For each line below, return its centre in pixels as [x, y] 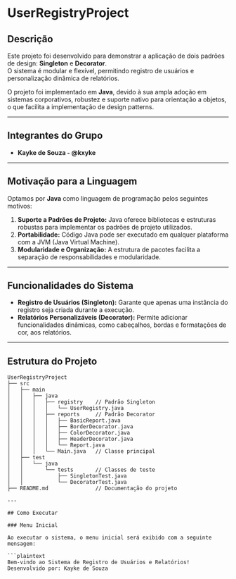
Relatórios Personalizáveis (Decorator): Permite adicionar [103, 318]
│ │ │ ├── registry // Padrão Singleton [81, 402]
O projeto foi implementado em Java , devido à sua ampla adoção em [107, 92]
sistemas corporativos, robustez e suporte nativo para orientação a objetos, [117, 99]
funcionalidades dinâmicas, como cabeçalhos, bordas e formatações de [122, 325]
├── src [19, 384]
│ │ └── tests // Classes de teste [81, 470]
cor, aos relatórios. [45, 332]
